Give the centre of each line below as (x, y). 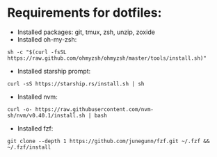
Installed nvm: (37, 97)
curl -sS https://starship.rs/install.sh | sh (76, 84)
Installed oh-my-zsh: (47, 39)
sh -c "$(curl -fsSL (37, 52)
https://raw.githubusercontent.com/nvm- (95, 109)
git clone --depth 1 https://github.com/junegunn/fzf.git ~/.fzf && (108, 141)
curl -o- (20, 109)
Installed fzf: (35, 128)
